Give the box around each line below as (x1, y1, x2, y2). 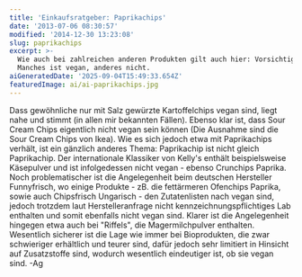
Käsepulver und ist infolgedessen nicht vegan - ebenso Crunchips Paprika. (9, 162, 287, 173)
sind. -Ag (9, 257, 43, 268)
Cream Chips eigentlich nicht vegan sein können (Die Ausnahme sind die (9, 123, 279, 135)
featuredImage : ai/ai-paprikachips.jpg (9, 80, 159, 89)
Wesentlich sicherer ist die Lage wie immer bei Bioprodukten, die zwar (9, 228, 271, 239)
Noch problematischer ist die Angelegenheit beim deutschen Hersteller (9, 172, 272, 183)
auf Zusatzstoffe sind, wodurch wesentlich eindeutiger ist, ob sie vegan (9, 248, 274, 259)
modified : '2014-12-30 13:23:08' (9, 30, 135, 39)
